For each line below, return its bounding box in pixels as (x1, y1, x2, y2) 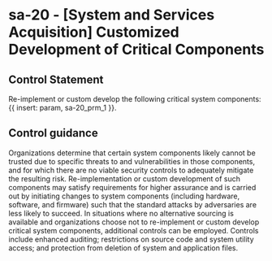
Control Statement (8, 72, 104, 86)
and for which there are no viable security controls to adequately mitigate (8, 165, 254, 175)
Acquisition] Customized (8, 23, 180, 41)
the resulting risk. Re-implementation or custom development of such (8, 173, 241, 184)
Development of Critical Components (8, 41, 265, 59)
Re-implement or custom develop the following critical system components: (8, 94, 261, 103)
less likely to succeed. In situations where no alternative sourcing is (8, 208, 234, 218)
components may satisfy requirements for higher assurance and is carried (8, 182, 257, 192)
